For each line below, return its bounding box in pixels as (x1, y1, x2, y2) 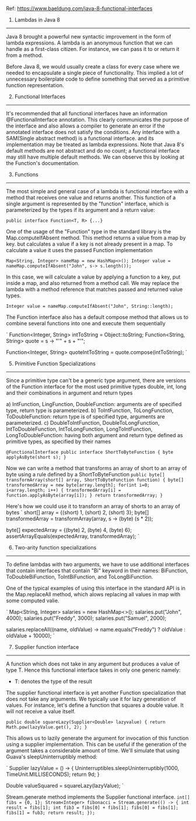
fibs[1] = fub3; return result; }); (6, 810, 95, 816)
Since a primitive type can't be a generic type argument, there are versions (6, 377, 187, 384)
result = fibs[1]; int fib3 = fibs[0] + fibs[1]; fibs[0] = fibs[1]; (6, 805, 179, 810)
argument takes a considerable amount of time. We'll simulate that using (6, 747, 180, 754)
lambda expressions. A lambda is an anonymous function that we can (6, 39, 173, 46)
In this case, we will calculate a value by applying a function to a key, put (6, 273, 181, 280)
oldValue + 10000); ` (6, 632, 55, 639)
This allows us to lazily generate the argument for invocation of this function (6, 734, 189, 741)
